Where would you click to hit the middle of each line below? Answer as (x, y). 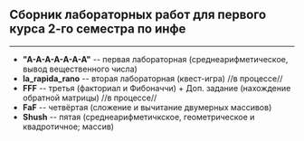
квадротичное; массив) (68, 127)
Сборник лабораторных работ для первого (138, 15)
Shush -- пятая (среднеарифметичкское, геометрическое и (138, 117)
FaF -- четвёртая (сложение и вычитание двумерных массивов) (147, 107)
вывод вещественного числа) (80, 69)
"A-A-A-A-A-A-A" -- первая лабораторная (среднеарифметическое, (155, 59)
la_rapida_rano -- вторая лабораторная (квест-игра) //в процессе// (152, 78)
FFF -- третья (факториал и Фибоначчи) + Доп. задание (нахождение (157, 88)
